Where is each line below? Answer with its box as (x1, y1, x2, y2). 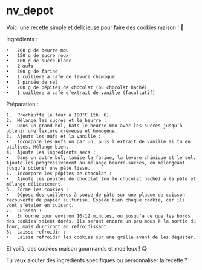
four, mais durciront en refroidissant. (6, 223, 110, 229)
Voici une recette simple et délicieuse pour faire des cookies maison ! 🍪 (6, 24, 184, 31)
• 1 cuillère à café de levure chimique (6, 73, 115, 79)
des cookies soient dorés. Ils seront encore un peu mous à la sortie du (6, 218, 197, 224)
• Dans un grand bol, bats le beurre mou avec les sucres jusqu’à (6, 123, 183, 129)
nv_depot (6, 4, 54, 18)
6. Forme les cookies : (6, 186, 69, 192)
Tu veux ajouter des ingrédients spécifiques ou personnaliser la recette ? (6, 256, 187, 264)
